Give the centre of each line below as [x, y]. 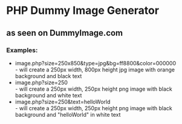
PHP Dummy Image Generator [83, 11]
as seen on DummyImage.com [65, 33]
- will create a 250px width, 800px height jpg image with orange [95, 70]
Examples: [22, 50]
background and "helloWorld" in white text [68, 114]
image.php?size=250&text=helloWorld [63, 102]
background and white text [48, 95]
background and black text [48, 76]
